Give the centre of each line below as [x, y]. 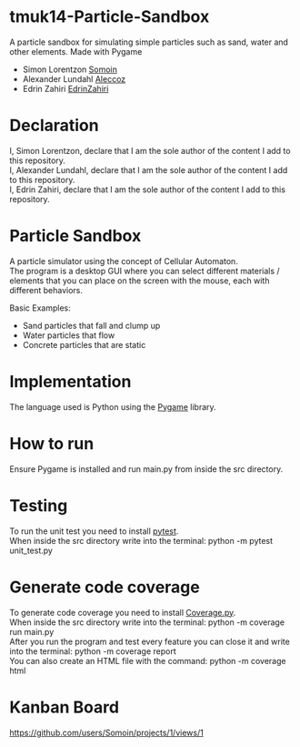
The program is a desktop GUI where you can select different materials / [145, 271]
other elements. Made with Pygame [76, 51]
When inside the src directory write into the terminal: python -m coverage [147, 622]
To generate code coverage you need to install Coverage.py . [123, 612]
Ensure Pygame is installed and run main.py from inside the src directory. [146, 469]
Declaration [54, 126]
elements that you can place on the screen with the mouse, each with [140, 281]
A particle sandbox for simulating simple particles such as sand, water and [149, 42]
